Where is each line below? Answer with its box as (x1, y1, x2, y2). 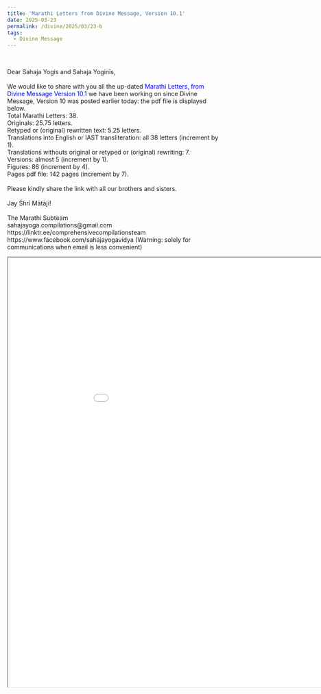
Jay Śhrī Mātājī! (7, 199, 51, 208)
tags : (7, 29, 23, 36)
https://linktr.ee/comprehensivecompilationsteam (7, 228, 146, 237)
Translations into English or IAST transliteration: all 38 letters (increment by (7, 133, 219, 142)
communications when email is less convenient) (7, 243, 143, 251)
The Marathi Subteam (7, 214, 69, 222)
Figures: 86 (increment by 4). (7, 163, 90, 171)
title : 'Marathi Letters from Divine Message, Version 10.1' (7, 10, 186, 17)
